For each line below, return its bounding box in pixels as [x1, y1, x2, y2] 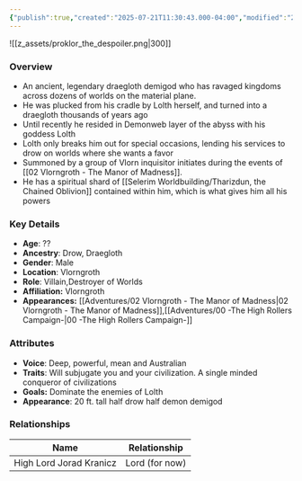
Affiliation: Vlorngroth [22, 286, 105, 297]
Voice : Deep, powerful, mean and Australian [22, 357, 187, 369]
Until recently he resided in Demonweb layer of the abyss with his [22, 119, 266, 129]
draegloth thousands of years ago [22, 109, 148, 120]
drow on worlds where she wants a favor [22, 147, 173, 158]
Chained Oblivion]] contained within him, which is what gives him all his [22, 185, 288, 196]
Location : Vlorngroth [22, 267, 101, 278]
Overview [9, 60, 53, 73]
